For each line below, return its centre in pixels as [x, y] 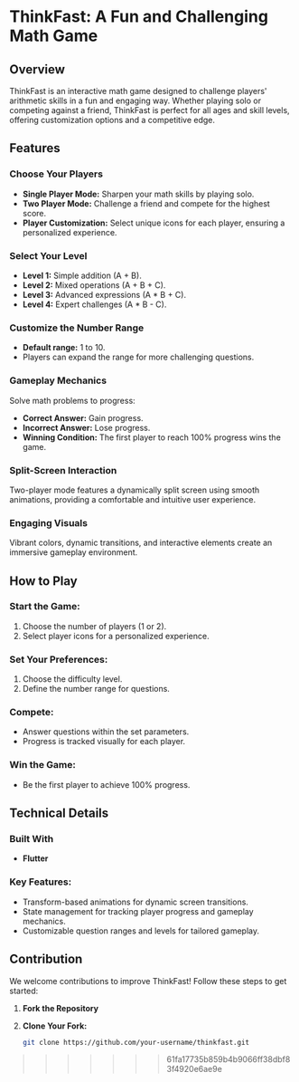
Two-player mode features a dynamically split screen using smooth [135, 490]
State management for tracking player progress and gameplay [138, 911]
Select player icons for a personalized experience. [116, 636]
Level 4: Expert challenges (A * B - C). [94, 304]
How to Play [44, 581]
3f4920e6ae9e [195, 1069]
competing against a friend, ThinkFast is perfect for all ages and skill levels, [150, 110]
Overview [37, 69]
